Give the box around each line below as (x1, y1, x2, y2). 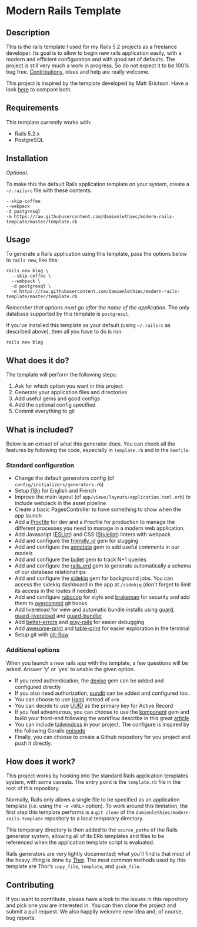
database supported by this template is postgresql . (6, 311, 131, 318)
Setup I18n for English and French (14, 487, 96, 494)
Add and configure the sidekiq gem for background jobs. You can (14, 575, 173, 582)
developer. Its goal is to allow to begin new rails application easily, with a (6, 50, 182, 57)
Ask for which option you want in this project (14, 382, 123, 390)
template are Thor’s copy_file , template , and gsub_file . (6, 863, 141, 870)
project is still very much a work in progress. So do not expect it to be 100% (6, 62, 189, 69)
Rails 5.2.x (14, 130, 40, 137)
